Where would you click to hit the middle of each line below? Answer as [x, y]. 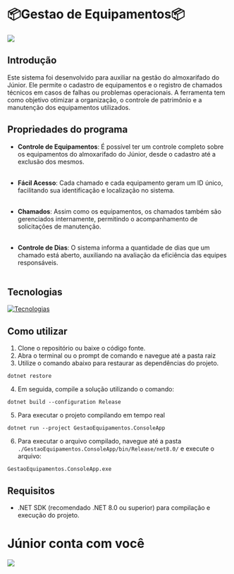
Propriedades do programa [68, 129]
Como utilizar [38, 331]
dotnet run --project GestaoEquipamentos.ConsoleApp [86, 428]
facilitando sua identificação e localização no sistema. [96, 190]
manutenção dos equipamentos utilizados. [69, 107]
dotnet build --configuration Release [64, 402]
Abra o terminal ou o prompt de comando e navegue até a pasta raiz [117, 356]
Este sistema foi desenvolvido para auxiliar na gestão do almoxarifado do [113, 77]
